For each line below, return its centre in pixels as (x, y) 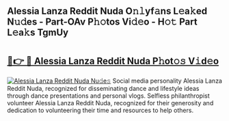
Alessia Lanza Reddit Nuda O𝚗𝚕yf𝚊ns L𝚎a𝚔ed (107, 11)
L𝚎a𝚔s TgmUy (38, 32)
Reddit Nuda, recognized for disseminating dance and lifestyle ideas (103, 89)
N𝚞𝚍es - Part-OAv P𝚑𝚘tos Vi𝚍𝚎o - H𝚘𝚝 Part (102, 22)
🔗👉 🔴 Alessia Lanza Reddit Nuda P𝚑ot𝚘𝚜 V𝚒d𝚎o (113, 61)
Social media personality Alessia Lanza (167, 81)
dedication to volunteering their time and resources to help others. (100, 110)
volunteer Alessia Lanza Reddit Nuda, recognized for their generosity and (110, 103)
